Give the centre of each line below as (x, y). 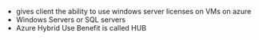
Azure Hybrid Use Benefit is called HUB (81, 28)
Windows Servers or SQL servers (71, 20)
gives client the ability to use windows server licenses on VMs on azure (133, 11)
